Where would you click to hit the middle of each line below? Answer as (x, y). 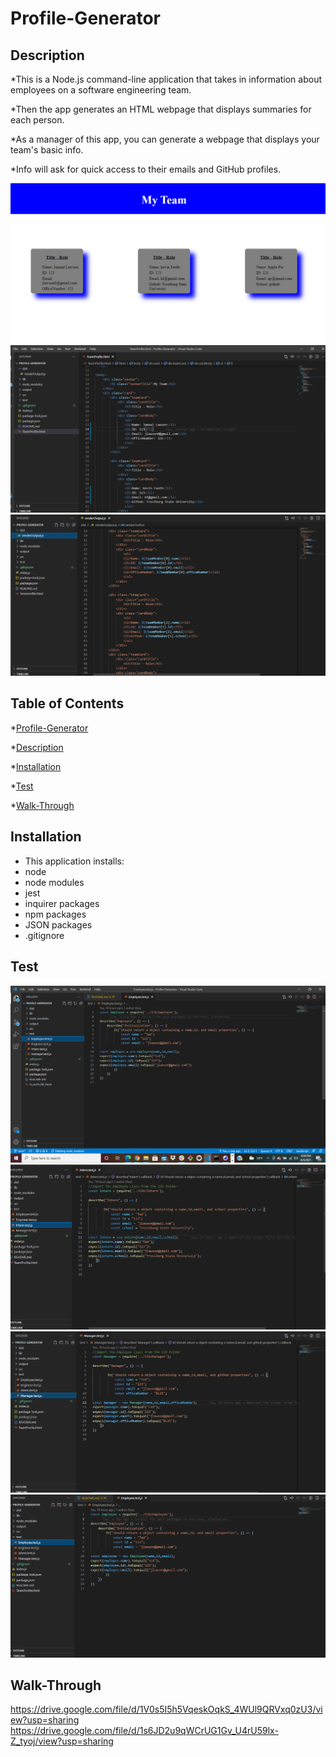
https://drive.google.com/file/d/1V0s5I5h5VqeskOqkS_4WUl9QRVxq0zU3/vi (166, 1709)
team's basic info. (47, 150)
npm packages (55, 914)
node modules (54, 882)
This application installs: (74, 861)
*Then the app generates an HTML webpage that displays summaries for (161, 109)
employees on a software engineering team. (101, 90)
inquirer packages (62, 903)
